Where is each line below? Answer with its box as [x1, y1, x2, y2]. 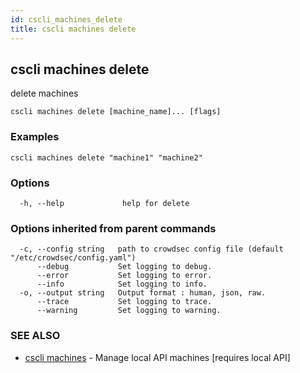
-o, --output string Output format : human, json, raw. [19, 288, 267, 298]
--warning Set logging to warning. [36, 306, 222, 316]
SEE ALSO [10, 329, 61, 343]
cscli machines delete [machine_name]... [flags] [10, 107, 222, 117]
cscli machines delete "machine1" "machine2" [10, 152, 203, 163]
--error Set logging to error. [36, 271, 213, 281]
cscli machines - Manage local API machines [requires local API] [24, 351, 291, 363]
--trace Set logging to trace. [36, 297, 213, 307]
